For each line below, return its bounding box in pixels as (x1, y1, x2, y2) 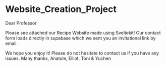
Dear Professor (5, 20, 37, 26)
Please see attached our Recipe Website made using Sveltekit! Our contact (5, 29, 161, 35)
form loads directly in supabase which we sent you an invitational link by (5, 35, 156, 41)
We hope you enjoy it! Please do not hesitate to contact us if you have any (5, 50, 159, 56)
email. (5, 40, 18, 46)
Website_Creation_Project (5, 3, 117, 15)
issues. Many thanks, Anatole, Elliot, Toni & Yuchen (5, 55, 111, 61)
